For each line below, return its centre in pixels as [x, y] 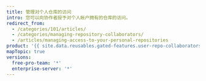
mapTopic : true [26, 52]
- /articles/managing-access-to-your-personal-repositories [90, 40]
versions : [19, 57]
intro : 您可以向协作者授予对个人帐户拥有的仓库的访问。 [68, 18]
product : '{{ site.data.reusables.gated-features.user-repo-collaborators [104, 46]
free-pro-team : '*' [37, 63]
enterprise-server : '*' [42, 69]
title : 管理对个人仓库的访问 [39, 12]
